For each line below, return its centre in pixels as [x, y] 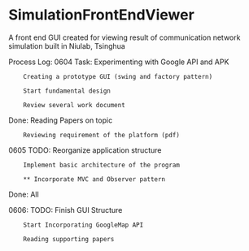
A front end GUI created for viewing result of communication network [124, 37]
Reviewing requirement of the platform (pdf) [102, 135]
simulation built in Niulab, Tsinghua [67, 45]
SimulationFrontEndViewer [102, 15]
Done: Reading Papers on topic [61, 120]
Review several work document [74, 105]
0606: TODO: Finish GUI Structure [66, 210]
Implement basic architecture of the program [102, 165]
